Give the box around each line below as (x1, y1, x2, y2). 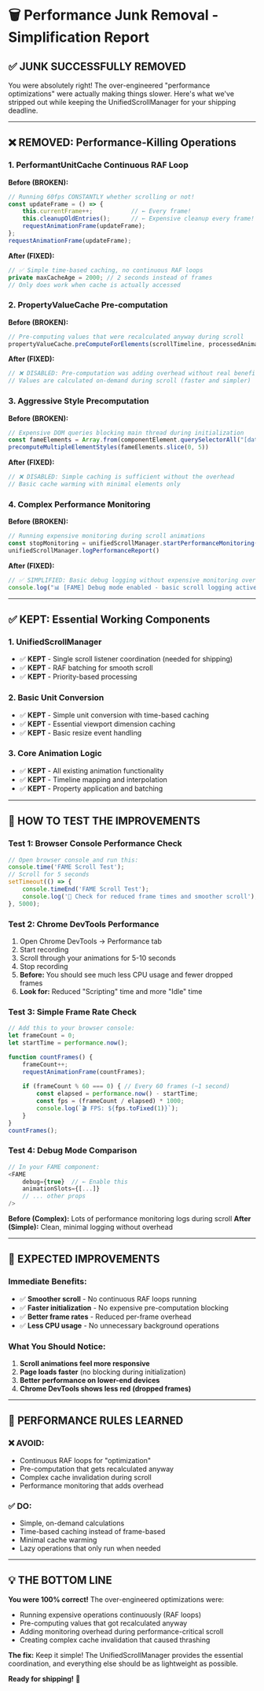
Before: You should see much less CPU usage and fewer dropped (19, 970, 233, 979)
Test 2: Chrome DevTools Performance (8, 918, 159, 929)
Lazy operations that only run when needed (19, 1544, 161, 1553)
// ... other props (22, 1192, 86, 1201)
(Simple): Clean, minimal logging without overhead (8, 1223, 174, 1232)
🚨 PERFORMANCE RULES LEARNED (8, 1414, 184, 1428)
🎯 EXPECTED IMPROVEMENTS (8, 1253, 160, 1266)
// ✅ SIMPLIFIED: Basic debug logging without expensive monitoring (8, 576, 239, 584)
